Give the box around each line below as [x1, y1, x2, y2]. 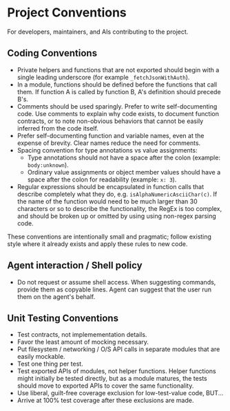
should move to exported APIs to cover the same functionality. [17, 381, 194, 390]
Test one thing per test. [17, 359, 84, 368]
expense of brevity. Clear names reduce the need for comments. [17, 139, 201, 147]
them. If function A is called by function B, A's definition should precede [17, 87, 222, 96]
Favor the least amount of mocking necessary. [17, 338, 149, 346]
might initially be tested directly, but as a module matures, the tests [17, 375, 208, 383]
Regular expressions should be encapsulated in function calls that [17, 182, 205, 190]
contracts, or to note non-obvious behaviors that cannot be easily [17, 117, 204, 125]
